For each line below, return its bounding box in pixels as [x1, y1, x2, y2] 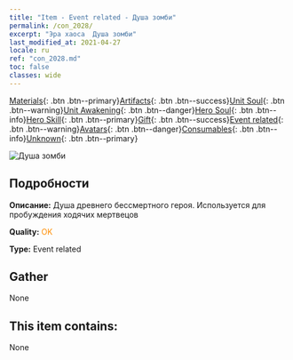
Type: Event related [9, 244, 82, 254]
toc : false [9, 63, 50, 72]
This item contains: [9, 318, 118, 333]
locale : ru [9, 46, 50, 55]
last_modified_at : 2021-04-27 [9, 37, 122, 47]
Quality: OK [9, 226, 53, 236]
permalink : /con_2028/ [9, 21, 93, 30]
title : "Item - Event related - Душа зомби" [9, 12, 177, 22]
